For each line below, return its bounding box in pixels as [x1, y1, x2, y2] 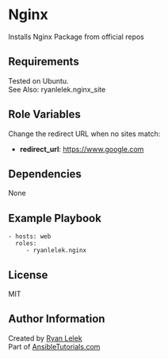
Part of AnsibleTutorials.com [8, 341, 101, 351]
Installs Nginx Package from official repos [8, 32, 144, 41]
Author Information [8, 312, 105, 326]
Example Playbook [8, 211, 101, 224]
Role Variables [8, 107, 81, 121]
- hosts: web [8, 232, 52, 240]
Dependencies [8, 167, 82, 181]
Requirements [8, 55, 79, 68]
